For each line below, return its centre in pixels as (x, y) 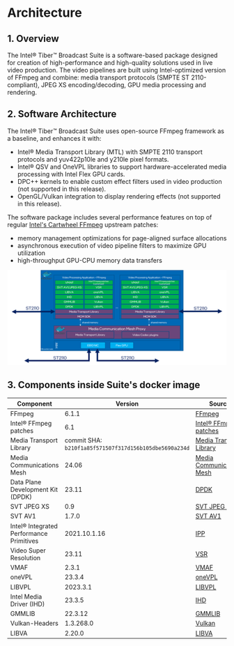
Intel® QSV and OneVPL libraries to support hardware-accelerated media (122, 167)
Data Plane (26, 482)
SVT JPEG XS (30, 507)
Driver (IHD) (28, 603)
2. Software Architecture (62, 114)
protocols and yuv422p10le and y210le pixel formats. (93, 159)
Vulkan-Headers (34, 623)
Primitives (24, 541)
